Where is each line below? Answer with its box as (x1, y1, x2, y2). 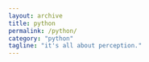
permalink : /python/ (8, 27, 78, 35)
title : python (8, 19, 56, 27)
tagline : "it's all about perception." (8, 42, 143, 50)
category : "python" (8, 34, 74, 43)
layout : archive (8, 11, 63, 20)
